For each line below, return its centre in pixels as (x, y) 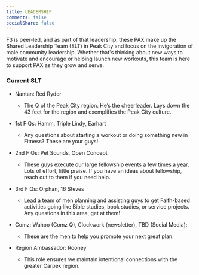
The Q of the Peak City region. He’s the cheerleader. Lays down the (107, 105)
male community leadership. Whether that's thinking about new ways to (95, 53)
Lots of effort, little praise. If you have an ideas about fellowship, (103, 170)
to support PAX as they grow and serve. (55, 65)
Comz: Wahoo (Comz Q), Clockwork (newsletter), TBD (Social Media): (101, 224)
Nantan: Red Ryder (38, 94)
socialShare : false (30, 23)
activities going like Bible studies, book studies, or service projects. (107, 206)
